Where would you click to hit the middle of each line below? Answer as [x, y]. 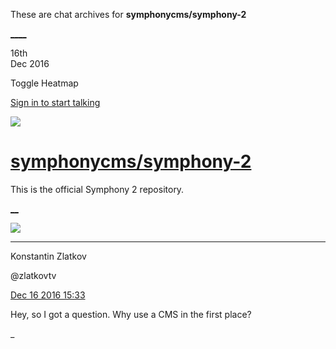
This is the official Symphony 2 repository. [97, 189]
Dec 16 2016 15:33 [48, 295]
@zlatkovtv [33, 275]
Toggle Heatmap [44, 83]
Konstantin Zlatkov [48, 256]
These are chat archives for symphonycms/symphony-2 [128, 14]
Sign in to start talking [55, 102]
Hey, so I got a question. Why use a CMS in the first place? [131, 314]
